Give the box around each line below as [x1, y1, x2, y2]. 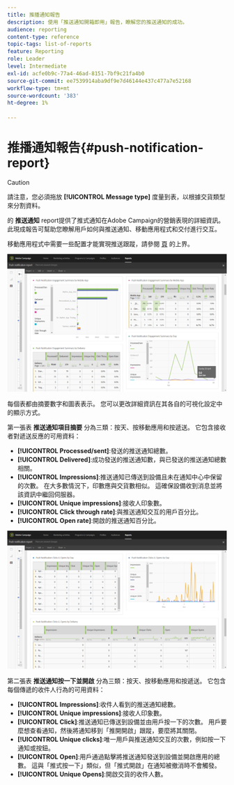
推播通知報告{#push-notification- [7, 140, 204, 156]
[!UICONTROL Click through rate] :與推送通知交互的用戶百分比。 [17, 508, 203, 516]
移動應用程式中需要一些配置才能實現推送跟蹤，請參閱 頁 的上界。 [7, 239, 194, 247]
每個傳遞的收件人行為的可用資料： [7, 685, 105, 694]
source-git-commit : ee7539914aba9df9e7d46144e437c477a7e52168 [7, 77, 192, 84]
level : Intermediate [7, 63, 68, 70]
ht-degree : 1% [7, 100, 49, 107]
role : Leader [7, 56, 45, 63]
